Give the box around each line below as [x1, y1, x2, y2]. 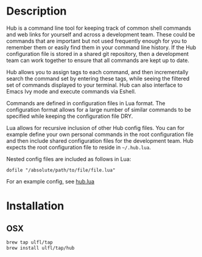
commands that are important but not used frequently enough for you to [6, 37, 187, 44]
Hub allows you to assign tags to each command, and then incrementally [6, 68, 189, 75]
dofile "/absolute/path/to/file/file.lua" [6, 167, 116, 173]
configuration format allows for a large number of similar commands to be [6, 106, 192, 113]
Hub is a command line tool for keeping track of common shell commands [6, 24, 192, 32]
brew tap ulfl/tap [6, 239, 53, 245]
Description [6, 4, 67, 18]
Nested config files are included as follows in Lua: [6, 155, 131, 162]
